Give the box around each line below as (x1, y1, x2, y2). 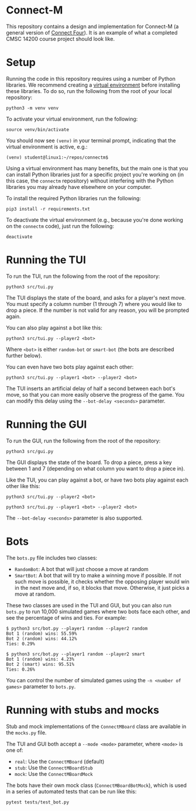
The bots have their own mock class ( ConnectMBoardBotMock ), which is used (6, 782, 187, 789)
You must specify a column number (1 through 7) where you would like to (6, 300, 183, 307)
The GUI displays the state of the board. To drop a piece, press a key (6, 459, 172, 466)
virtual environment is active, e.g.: (6, 143, 88, 150)
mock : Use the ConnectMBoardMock (14, 770, 93, 777)
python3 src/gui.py (6, 448, 54, 454)
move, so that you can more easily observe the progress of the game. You (6, 391, 185, 398)
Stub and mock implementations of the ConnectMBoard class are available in (6, 723, 187, 730)
